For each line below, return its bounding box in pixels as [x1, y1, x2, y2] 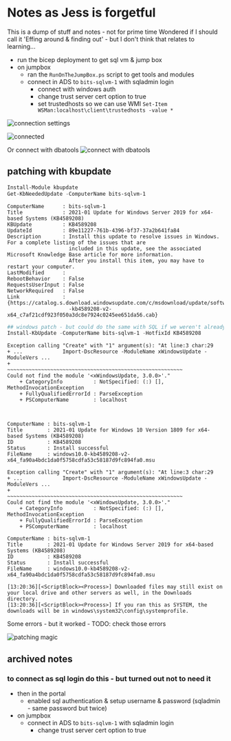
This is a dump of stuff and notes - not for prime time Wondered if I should [7, 28, 218, 36]
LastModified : [7, 269, 67, 276]
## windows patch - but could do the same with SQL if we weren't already [7, 323, 226, 330]
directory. [7, 596, 38, 602]
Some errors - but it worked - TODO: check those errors [7, 620, 166, 628]
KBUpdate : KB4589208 [7, 221, 97, 228]
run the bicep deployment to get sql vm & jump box [16, 55, 163, 63]
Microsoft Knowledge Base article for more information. [7, 251, 174, 258]
